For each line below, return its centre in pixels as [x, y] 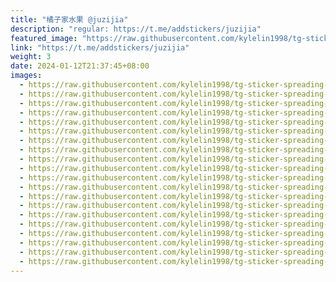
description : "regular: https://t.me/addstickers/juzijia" [136, 29]
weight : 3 [31, 57]
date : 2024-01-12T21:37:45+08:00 [80, 66]
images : [26, 76]
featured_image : [44, 38]
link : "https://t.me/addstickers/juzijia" [100, 47]
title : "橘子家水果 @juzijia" [69, 19]
